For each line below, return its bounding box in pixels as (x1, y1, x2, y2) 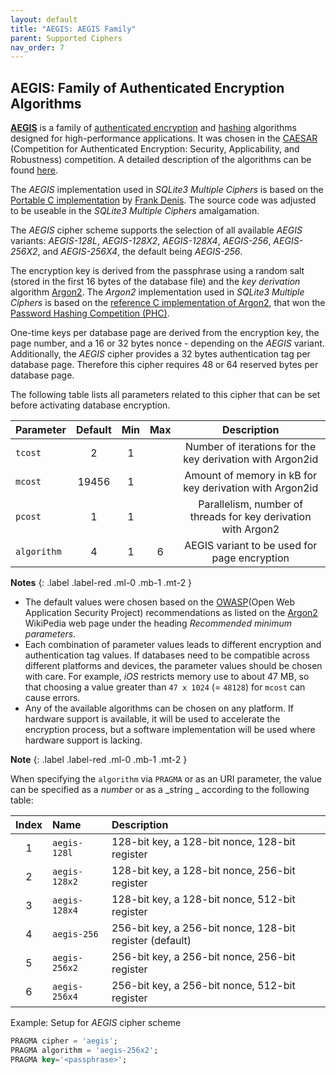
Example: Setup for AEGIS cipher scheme (10, 1017, 182, 1029)
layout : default (10, 14, 78, 25)
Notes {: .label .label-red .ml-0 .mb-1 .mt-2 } (10, 577, 193, 589)
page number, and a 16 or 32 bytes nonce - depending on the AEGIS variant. (10, 337, 325, 350)
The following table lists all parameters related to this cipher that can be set (10, 389, 321, 401)
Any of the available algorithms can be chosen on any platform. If (24, 702, 294, 715)
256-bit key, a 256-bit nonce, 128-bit (111, 921, 296, 935)
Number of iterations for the (185, 440, 317, 454)
